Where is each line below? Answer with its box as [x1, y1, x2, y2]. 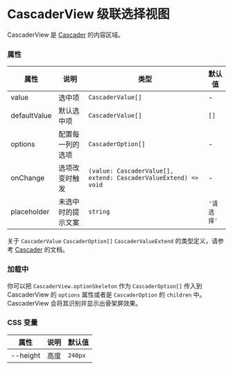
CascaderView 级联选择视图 [7, 6, 170, 22]
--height [10, 351, 40, 360]
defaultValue [10, 111, 52, 121]
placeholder [10, 207, 50, 217]
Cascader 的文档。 [15, 245, 69, 254]
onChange [10, 173, 45, 183]
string [88, 208, 110, 215]
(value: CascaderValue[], [88, 167, 174, 175]
